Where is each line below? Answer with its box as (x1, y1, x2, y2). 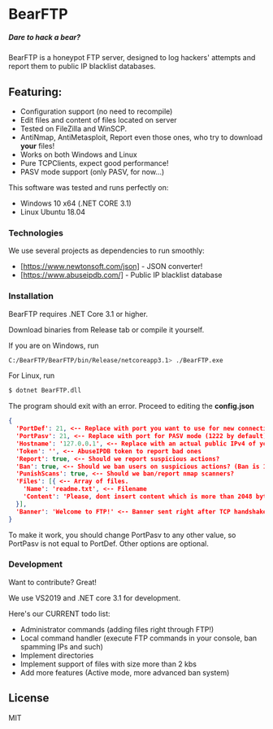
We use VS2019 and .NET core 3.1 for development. (8, 592, 181, 602)
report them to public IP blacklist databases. (8, 62, 156, 72)
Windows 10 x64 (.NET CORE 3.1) (19, 198, 132, 208)
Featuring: (8, 85, 63, 98)
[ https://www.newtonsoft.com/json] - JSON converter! (19, 262, 203, 271)
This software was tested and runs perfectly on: (8, 182, 169, 192)
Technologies (8, 227, 63, 238)
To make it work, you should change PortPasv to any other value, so (8, 530, 236, 540)
